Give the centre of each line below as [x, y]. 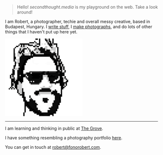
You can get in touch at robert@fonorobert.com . [53, 147]
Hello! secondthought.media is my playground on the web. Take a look [87, 7]
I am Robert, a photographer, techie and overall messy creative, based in [78, 22]
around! [25, 12]
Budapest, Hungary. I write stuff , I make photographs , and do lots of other [79, 27]
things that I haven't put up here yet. [41, 32]
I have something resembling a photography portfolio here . [64, 138]
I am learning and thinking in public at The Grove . [54, 128]
